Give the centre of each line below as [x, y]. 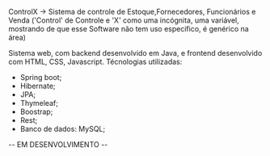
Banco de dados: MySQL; [63, 129]
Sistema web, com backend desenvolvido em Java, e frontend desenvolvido [135, 53]
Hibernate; [38, 86]
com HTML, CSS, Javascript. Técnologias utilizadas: [95, 61]
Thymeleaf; [39, 103]
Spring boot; [41, 77]
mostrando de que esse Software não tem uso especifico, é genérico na [129, 29]
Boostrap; [36, 112]
